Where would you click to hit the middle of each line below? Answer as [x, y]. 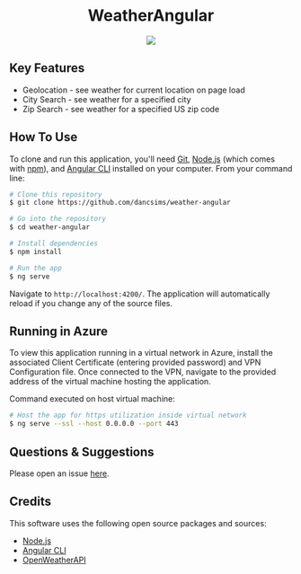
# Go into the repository [58, 219]
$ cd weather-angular [50, 227]
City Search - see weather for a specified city [106, 99]
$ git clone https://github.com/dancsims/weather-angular [120, 203]
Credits [31, 502]
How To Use [44, 137]
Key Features [47, 68]
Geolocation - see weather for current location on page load [133, 90]
